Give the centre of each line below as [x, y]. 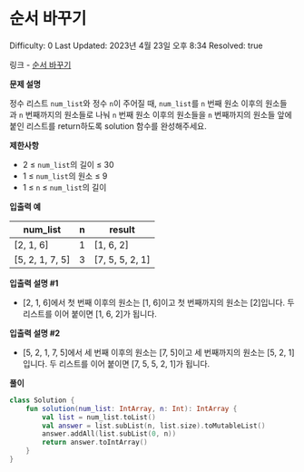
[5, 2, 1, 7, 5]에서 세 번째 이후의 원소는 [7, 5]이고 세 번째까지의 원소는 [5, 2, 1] [158, 352]
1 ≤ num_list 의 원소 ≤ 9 [65, 176]
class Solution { [42, 400]
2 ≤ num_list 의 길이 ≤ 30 [68, 164]
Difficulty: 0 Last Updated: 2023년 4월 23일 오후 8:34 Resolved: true [136, 45]
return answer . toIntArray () [95, 442]
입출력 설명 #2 [35, 333]
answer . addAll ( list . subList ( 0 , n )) [109, 434]
